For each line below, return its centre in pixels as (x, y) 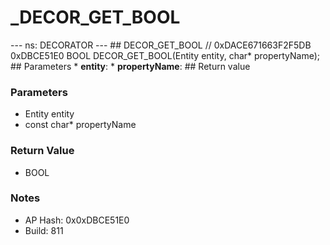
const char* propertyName (80, 125)
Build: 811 (44, 230)
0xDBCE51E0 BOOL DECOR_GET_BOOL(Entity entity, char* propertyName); (165, 55)
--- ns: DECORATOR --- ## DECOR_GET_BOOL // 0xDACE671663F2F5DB (161, 45)
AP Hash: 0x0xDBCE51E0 (77, 220)
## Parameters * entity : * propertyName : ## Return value (130, 66)
